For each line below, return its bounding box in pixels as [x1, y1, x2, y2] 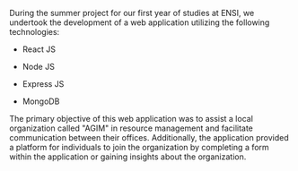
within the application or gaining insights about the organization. [9, 151, 247, 162]
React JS [22, 44, 57, 55]
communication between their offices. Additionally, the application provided [9, 133, 289, 142]
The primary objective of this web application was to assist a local [9, 114, 254, 124]
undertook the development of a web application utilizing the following [9, 17, 270, 28]
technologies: [9, 27, 60, 37]
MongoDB [22, 96, 60, 107]
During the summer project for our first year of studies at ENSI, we [9, 8, 255, 18]
